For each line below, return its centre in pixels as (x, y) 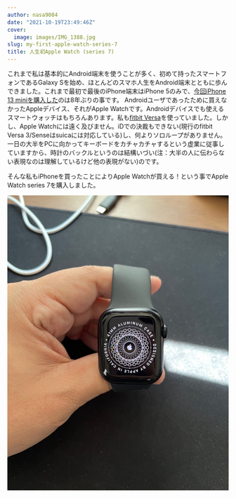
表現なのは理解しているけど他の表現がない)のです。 (88, 161)
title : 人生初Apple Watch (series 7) (61, 52)
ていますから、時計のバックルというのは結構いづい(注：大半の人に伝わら (113, 152)
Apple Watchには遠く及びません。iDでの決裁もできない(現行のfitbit (116, 126)
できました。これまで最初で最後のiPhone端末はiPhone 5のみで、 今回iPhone (117, 91)
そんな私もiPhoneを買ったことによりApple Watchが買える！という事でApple (118, 176)
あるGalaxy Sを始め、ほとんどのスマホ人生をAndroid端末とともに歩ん (126, 82)
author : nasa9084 (33, 15)
